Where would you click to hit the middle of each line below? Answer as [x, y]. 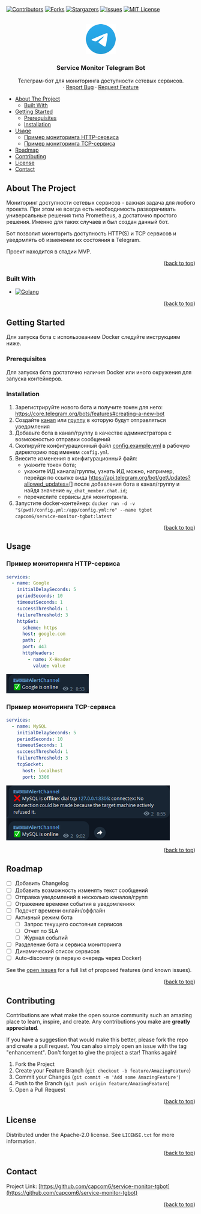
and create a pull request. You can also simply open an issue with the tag [97, 1046]
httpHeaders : [38, 653]
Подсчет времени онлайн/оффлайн [60, 910]
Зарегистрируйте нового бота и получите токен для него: [89, 407]
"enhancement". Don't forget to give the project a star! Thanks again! [91, 1053]
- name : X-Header [49, 659]
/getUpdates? [174, 477]
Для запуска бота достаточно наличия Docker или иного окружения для [99, 372]
